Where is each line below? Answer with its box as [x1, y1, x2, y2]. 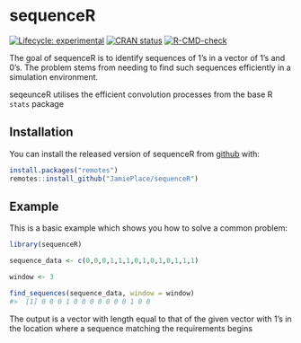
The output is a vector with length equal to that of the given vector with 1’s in [9, 313, 292, 324]
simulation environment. [9, 71, 99, 82]
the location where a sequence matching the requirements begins [9, 322, 253, 333]
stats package [9, 98, 65, 109]
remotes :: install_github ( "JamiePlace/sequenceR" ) [9, 174, 199, 183]
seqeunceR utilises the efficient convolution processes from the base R [9, 89, 273, 100]
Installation [9, 125, 74, 140]
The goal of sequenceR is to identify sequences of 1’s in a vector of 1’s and [9, 52, 286, 63]
